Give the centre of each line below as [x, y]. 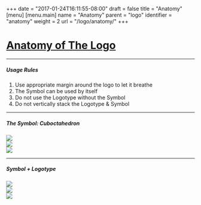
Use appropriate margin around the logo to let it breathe [83, 85]
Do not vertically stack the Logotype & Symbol [72, 103]
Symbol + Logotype [31, 169]
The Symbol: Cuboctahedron [43, 123]
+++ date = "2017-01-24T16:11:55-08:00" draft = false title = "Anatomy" [94, 9]
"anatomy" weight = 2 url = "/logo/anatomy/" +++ [67, 21]
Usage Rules [22, 70]
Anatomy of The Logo [61, 46]
